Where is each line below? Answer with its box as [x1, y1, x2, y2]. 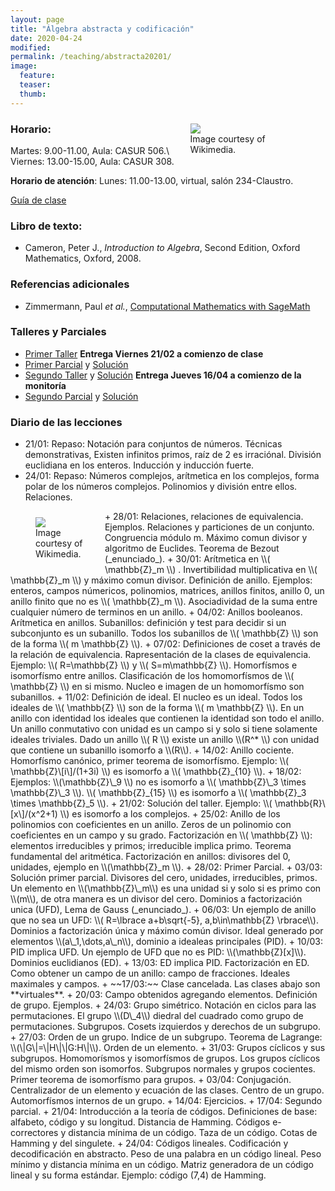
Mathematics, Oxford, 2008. [24, 252, 142, 265]
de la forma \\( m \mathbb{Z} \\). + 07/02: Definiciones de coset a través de [10, 638, 321, 650]
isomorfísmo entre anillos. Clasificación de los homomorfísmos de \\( [10, 670, 295, 682]
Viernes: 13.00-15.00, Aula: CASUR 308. [10, 155, 175, 167]
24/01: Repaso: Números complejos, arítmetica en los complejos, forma [24, 470, 320, 482]
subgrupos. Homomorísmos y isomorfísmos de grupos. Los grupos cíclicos [10, 1052, 321, 1065]
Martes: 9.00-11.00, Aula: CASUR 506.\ [10, 144, 170, 156]
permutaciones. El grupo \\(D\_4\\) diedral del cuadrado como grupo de [10, 1010, 304, 1022]
